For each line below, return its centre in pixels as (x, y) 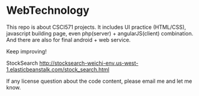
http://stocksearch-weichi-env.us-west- (89, 63)
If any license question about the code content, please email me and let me (99, 81)
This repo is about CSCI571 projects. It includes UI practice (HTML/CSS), (96, 27)
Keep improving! (26, 51)
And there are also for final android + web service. (69, 40)
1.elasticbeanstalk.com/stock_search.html (58, 69)
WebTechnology (48, 10)
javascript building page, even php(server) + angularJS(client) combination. (100, 33)
